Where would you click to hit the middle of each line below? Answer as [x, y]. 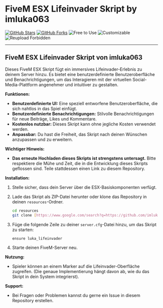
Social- [140, 79]
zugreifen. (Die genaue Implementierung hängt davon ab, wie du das [81, 271]
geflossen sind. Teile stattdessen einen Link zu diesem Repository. [79, 169]
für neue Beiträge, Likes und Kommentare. [54, 119]
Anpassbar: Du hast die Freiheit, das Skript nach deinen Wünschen [80, 134]
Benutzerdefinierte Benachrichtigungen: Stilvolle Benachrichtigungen [83, 114]
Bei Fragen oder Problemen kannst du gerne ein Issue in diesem [76, 295]
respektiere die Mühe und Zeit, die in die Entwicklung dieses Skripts [80, 163]
